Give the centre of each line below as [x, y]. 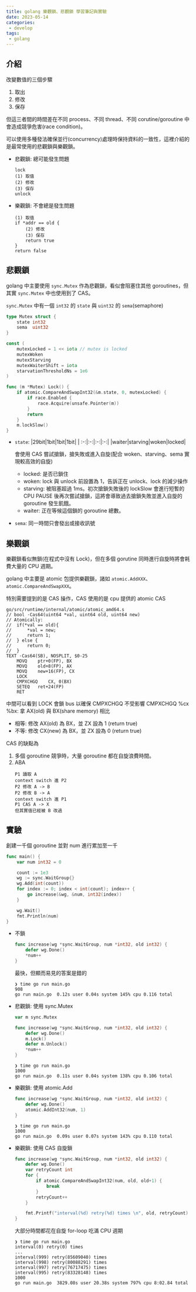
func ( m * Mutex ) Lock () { [38, 387]
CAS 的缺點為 [23, 743]
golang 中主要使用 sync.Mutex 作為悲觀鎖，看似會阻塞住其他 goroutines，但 [97, 285]
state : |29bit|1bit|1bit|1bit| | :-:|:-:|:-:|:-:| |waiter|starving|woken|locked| [100, 442]
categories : [21, 22]
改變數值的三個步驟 [29, 79]
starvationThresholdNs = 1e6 [52, 371]
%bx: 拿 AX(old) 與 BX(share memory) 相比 [58, 711]
